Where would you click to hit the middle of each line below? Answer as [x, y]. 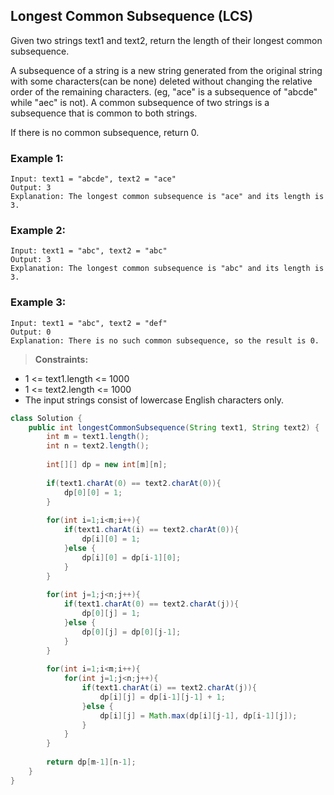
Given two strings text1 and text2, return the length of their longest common [166, 40]
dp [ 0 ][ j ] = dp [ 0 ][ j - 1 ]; [131, 632]
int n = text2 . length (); [98, 446]
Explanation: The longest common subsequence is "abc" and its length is [167, 269]
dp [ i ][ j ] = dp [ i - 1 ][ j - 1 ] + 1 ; [162, 697]
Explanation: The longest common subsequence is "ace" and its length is [167, 197]
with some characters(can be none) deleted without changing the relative [161, 81]
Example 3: [38, 302]
